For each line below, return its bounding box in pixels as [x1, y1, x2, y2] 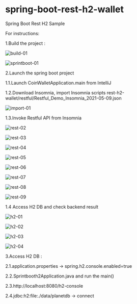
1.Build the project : [5, 40, 46, 46]
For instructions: [5, 30, 40, 36]
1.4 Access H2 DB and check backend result [5, 204, 98, 210]
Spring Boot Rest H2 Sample [5, 20, 65, 27]
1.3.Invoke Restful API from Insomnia [5, 115, 82, 121]
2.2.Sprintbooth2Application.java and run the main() [5, 273, 115, 279]
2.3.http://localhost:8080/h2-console [5, 283, 83, 289]
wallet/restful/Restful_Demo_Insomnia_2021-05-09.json [5, 95, 122, 101]
